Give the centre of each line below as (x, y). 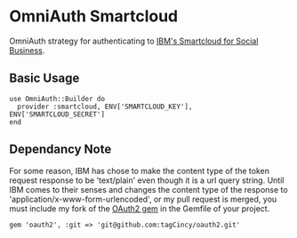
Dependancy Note (60, 150)
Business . (27, 50)
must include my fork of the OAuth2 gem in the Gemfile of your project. (140, 208)
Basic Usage (44, 79)
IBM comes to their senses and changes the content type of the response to (148, 189)
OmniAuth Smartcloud (94, 16)
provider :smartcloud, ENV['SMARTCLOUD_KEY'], (105, 107)
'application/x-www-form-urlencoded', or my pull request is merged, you (143, 199)
